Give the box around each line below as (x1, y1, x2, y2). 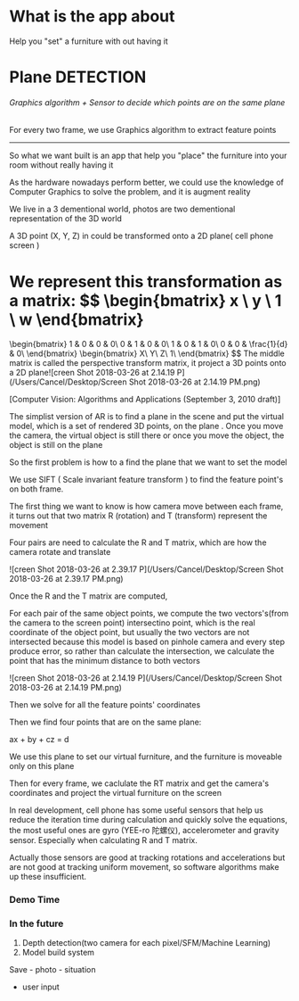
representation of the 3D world (9, 213, 123, 224)
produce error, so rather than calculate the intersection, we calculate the (9, 646, 275, 657)
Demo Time (9, 894, 61, 906)
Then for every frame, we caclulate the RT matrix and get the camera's (9, 778, 270, 789)
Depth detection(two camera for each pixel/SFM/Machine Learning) (21, 938, 271, 948)
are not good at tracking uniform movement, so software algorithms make (9, 862, 279, 873)
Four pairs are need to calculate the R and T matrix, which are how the (9, 537, 267, 548)
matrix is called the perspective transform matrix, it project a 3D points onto (9, 358, 287, 368)
